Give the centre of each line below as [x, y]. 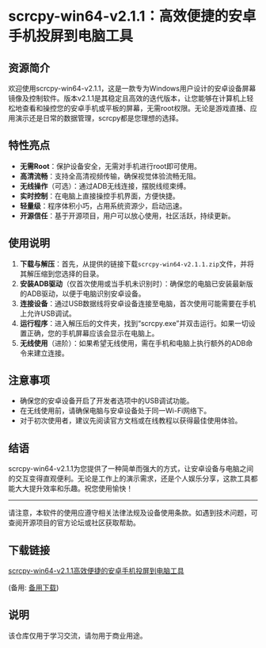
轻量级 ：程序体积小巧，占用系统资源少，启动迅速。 [103, 205]
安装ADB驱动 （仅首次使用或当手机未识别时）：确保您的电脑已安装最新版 [136, 283]
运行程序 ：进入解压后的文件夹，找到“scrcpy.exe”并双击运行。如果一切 [134, 323]
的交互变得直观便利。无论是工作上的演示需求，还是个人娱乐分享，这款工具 [129, 479]
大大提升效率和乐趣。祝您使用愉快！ [74, 489]
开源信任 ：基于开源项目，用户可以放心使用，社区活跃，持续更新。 [127, 216]
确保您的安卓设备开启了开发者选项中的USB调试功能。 [106, 401]
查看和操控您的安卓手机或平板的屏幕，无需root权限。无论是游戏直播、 [136, 108]
